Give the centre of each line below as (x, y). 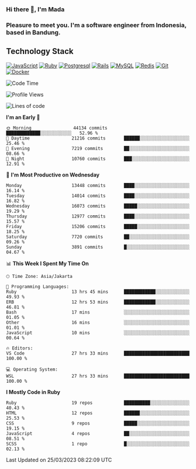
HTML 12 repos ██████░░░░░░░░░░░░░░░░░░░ (98, 413)
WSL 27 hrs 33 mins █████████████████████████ (98, 376)
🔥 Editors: (20, 348)
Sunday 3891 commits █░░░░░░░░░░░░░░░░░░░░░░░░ (98, 247)
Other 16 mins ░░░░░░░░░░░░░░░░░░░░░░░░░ (98, 322)
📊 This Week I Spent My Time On (47, 263)
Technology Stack (40, 51)
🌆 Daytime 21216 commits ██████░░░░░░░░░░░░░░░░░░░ (98, 138)
